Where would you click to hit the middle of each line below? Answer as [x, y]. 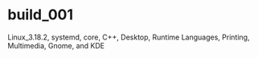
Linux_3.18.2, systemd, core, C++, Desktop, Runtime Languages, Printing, [129, 37]
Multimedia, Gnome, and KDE [56, 45]
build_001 [41, 15]
